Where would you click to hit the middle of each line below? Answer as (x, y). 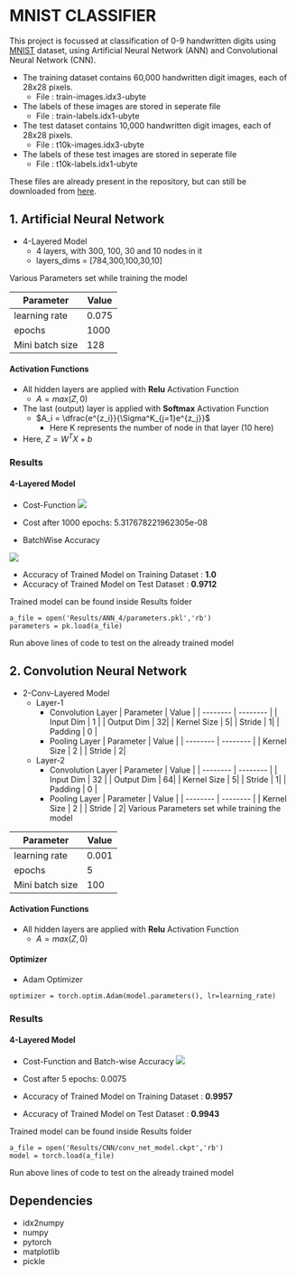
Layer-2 (51, 760)
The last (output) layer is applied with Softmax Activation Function (145, 408)
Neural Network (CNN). (53, 60)
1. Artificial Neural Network (87, 219)
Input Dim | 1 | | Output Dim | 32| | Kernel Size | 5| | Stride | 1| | (164, 722)
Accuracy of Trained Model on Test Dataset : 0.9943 (121, 1114)
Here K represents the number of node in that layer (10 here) (162, 427)
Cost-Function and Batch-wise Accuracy (98, 1062)
